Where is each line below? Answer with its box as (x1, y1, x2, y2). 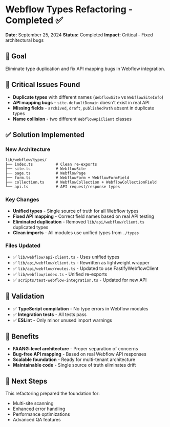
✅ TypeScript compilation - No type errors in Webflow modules (12, 305, 148, 311)
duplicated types (12, 224, 49, 230)
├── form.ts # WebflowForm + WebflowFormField (5, 175, 130, 181)
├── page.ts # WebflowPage (5, 171, 86, 176)
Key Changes (5, 196, 39, 203)
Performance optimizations (12, 411, 70, 417)
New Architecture (5, 146, 50, 153)
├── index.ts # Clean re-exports (5, 162, 97, 167)
